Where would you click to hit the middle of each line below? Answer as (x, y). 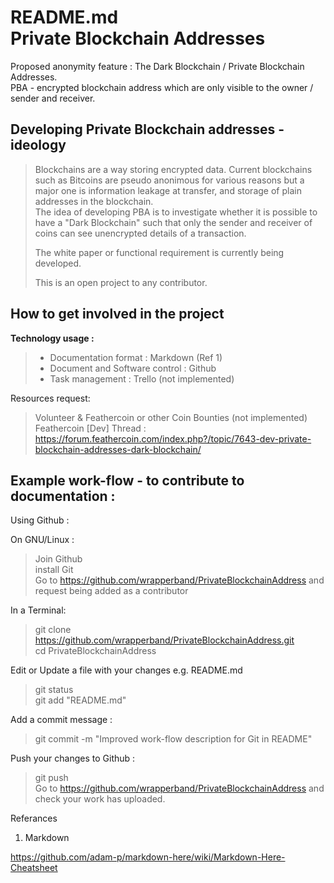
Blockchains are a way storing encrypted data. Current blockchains (173, 169)
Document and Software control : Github (133, 368)
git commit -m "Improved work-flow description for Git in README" (173, 739)
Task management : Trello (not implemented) (142, 378)
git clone (53, 630)
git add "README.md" (80, 700)
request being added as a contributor (111, 591)
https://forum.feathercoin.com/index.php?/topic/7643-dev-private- (173, 438)
